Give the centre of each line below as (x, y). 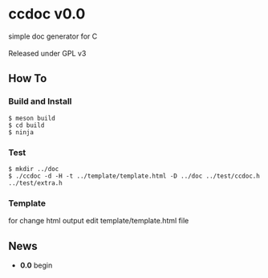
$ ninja (21, 132)
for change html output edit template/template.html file (99, 221)
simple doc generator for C (53, 36)
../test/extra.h (35, 183)
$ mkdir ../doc (34, 169)
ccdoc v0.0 (47, 14)
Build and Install (40, 101)
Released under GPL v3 (47, 53)
